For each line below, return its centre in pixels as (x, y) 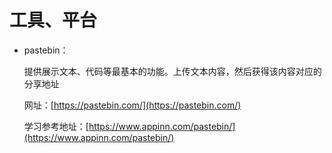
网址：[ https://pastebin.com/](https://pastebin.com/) (132, 105)
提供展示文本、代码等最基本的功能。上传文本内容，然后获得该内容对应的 (172, 71)
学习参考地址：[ (56, 126)
